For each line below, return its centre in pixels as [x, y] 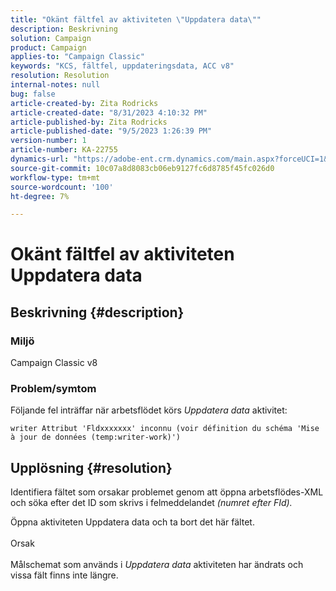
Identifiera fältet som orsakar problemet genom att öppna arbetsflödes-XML [167, 492]
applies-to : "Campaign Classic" [77, 57]
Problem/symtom [53, 389]
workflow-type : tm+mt [55, 177]
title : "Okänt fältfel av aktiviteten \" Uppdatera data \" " [136, 19]
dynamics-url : [40, 159]
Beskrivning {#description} [97, 312]
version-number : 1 [48, 141]
